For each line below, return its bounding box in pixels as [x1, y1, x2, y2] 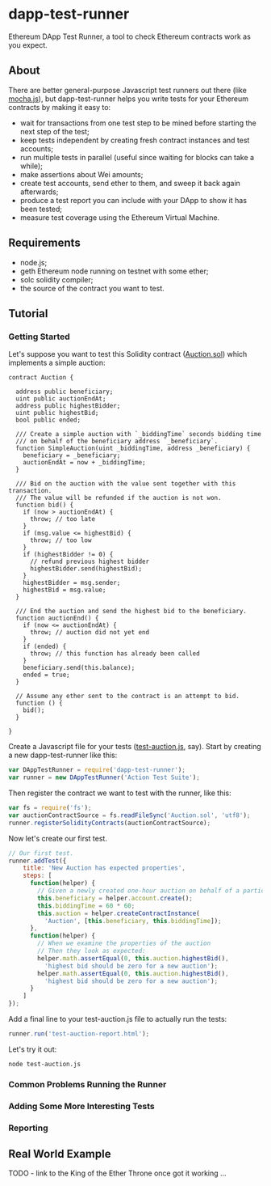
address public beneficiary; [15, 388, 114, 396]
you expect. [8, 40, 48, 49]
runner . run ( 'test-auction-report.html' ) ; [8, 1030, 150, 1038]
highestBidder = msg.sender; [23, 579, 121, 587]
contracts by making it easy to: [8, 102, 111, 112]
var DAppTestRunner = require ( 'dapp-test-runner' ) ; [8, 766, 186, 774]
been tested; [19, 204, 63, 214]
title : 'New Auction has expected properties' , [23, 864, 186, 872]
